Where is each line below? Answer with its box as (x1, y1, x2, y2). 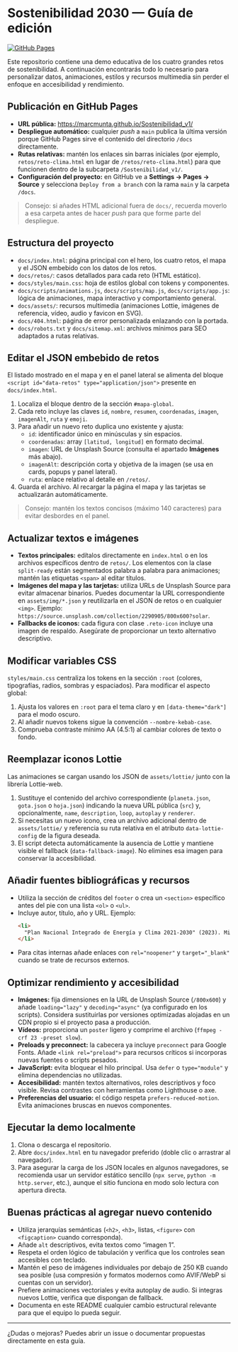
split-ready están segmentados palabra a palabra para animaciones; (17, 567, 221, 575)
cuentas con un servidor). (17, 1278, 93, 1287)
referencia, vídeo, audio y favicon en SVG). (17, 309, 143, 317)
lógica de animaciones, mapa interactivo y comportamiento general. (17, 294, 217, 302)
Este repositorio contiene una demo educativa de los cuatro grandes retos (7, 57, 225, 65)
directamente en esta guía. (7, 1336, 86, 1345)
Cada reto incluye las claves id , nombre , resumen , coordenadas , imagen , (17, 407, 220, 416)
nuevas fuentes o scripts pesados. (17, 1056, 119, 1064)
